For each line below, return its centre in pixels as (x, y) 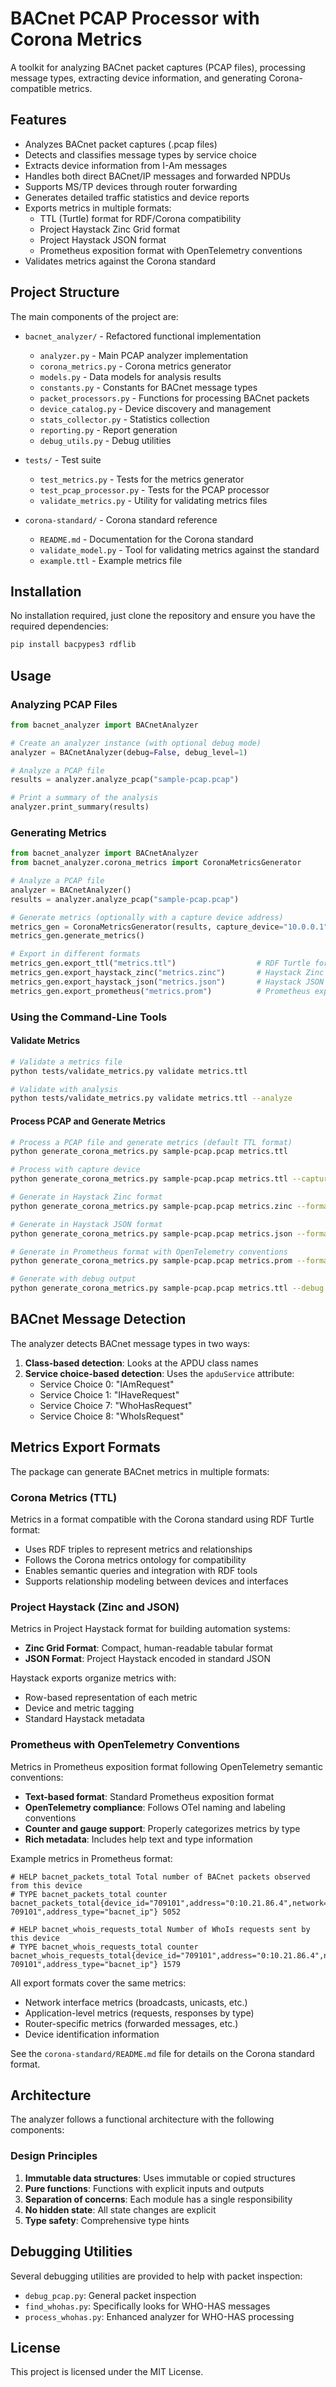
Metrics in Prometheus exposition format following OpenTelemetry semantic (167, 1766)
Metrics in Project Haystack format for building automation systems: (150, 1629)
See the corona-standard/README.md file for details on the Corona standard (162, 2053)
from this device (46, 1885)
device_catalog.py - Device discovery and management (155, 408)
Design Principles (54, 2156)
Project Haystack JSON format (103, 239)
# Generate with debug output (73, 1279)
